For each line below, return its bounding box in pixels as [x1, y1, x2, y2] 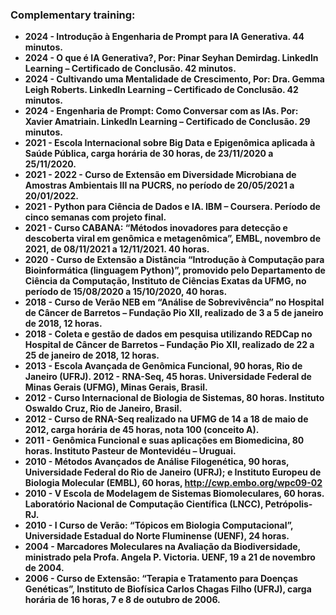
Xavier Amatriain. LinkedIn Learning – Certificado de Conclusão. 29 [24, 116, 311, 128]
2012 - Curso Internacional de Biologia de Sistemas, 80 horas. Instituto [24, 392, 325, 404]
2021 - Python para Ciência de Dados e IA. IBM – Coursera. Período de [24, 201, 321, 213]
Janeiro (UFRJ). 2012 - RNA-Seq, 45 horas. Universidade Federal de [24, 371, 312, 383]
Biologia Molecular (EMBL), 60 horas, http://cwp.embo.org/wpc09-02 [24, 477, 323, 489]
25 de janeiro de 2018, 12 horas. [24, 349, 160, 362]
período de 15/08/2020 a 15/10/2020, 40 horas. [24, 286, 228, 298]
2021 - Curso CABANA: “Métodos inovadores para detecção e [24, 222, 288, 234]
